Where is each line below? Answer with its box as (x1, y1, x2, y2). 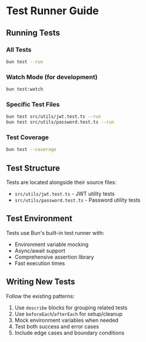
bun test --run (6, 59, 44, 64)
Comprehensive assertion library (14, 253, 94, 260)
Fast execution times (14, 259, 65, 267)
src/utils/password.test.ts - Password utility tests (14, 196, 141, 204)
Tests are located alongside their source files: (6, 179, 117, 186)
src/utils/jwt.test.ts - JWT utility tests (14, 190, 115, 197)
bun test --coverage (6, 147, 57, 153)
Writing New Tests (6, 277, 75, 287)
